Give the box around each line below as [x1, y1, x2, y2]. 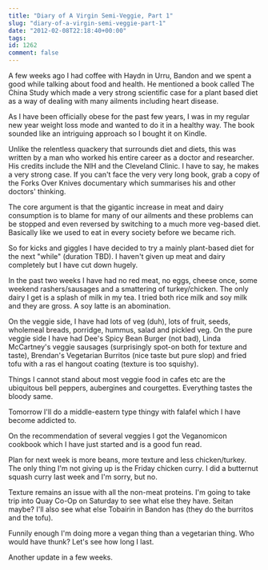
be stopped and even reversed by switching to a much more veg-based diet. [8, 219, 261, 229]
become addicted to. [8, 416, 77, 425]
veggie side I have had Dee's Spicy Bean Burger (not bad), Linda [8, 333, 222, 343]
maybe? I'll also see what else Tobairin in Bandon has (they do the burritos [8, 504, 254, 514]
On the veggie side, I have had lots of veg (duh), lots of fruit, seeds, [8, 317, 230, 326]
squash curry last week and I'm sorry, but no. [8, 472, 158, 481]
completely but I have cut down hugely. [8, 261, 138, 269]
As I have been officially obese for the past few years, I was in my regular [8, 112, 250, 121]
